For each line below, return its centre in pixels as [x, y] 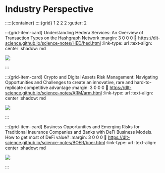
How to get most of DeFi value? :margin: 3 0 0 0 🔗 [56, 137]
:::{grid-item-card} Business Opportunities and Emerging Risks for [73, 127]
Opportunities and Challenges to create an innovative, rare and [69, 82]
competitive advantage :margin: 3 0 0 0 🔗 [66, 87]
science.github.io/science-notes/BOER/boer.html [55, 142]
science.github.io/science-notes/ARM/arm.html [54, 92]
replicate [14, 87]
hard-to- [143, 82]
